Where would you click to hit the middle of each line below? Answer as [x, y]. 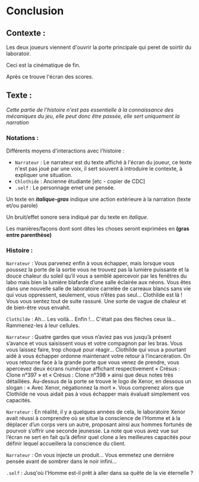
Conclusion [35, 11]
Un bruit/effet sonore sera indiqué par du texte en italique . [77, 217]
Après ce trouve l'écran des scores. [50, 77]
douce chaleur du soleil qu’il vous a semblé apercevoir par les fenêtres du [97, 276]
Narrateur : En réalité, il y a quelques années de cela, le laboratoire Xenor [96, 412]
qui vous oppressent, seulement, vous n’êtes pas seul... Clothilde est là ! [94, 295]
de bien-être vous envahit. [39, 307]
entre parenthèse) [29, 235]
